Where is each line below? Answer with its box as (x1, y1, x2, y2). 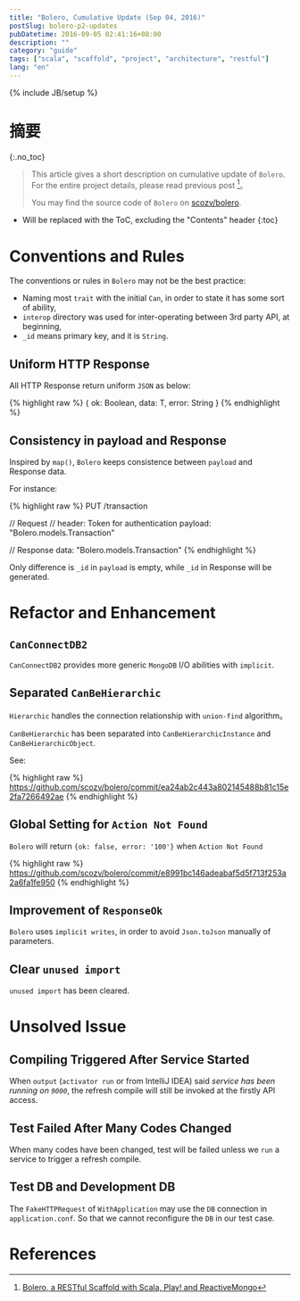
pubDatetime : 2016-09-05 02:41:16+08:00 (9, 29, 162, 38)
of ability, (21, 302, 57, 313)
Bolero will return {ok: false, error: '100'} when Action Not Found (9, 841, 263, 851)
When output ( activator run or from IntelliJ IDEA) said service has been (9, 1076, 276, 1087)
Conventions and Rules (9, 246, 185, 266)
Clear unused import (9, 961, 121, 977)
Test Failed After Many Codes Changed (9, 1121, 232, 1136)
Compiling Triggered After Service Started (9, 1052, 250, 1067)
